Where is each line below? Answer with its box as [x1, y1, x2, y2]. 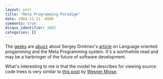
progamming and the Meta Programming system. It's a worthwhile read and [5, 49, 159, 54]
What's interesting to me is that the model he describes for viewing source [5, 63, 157, 69]
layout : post [5, 7, 32, 12]
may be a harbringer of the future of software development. [5, 54, 127, 59]
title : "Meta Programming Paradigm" [5, 12, 80, 17]
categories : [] [5, 30, 36, 35]
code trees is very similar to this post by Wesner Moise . [5, 69, 118, 74]
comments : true [5, 21, 36, 26]
